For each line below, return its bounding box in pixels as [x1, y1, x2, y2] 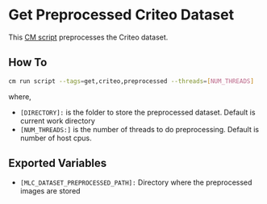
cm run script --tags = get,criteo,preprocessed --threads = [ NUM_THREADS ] [8, 77, 254, 85]
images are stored [19, 186, 81, 196]
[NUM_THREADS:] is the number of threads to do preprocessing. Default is [19, 124, 260, 134]
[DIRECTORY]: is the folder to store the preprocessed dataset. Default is [19, 107, 256, 117]
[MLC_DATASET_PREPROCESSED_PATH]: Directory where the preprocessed [19, 177, 252, 187]
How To [8, 56, 48, 69]
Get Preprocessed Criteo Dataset [8, 6, 235, 24]
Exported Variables [8, 156, 107, 170]
